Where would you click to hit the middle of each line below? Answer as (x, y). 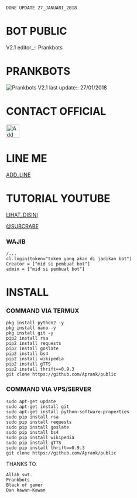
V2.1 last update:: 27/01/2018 (72, 87)
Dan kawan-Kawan (26, 490)
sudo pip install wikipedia (40, 437)
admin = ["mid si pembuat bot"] (45, 269)
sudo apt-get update (31, 401)
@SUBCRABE (23, 226)
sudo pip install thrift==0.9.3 (45, 448)
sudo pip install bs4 (32, 432)
